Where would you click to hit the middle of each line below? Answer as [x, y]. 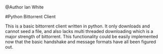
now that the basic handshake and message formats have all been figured [81, 42]
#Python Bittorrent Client [30, 16]
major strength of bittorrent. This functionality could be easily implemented [82, 37]
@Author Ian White [24, 7]
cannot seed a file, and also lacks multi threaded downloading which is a [79, 31]
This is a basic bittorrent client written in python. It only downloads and [78, 26]
